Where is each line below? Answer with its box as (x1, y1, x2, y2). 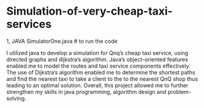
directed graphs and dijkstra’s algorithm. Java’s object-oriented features (6, 56, 189, 63)
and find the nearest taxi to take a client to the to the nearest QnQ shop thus (6, 75, 198, 82)
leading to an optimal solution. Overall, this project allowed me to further (6, 81, 189, 89)
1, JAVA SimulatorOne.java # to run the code (6, 37, 118, 45)
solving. (6, 95, 26, 102)
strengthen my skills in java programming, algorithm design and (6, 88, 167, 95)
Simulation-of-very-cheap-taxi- (6, 4, 173, 18)
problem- (167, 88, 192, 95)
